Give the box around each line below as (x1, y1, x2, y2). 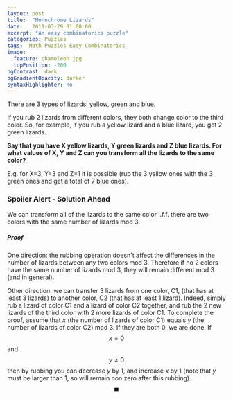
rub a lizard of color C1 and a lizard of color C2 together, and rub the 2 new (7, 301, 222, 309)
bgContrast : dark (7, 68, 58, 75)
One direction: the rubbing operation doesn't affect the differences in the (7, 251, 216, 259)
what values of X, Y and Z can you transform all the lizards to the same (7, 149, 215, 157)
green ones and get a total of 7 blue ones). (7, 177, 129, 186)
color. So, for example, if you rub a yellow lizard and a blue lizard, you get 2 (7, 121, 223, 129)
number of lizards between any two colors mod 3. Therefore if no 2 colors (7, 258, 218, 267)
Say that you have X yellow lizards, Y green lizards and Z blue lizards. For (7, 141, 222, 150)
